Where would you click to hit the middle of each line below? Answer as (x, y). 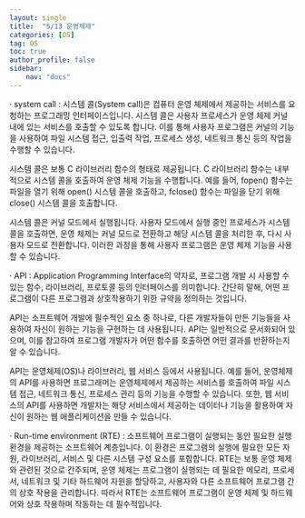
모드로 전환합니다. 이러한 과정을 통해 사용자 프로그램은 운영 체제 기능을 (151, 244)
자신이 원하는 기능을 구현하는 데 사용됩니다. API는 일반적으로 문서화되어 (159, 329)
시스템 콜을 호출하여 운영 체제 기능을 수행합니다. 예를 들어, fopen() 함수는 (163, 180)
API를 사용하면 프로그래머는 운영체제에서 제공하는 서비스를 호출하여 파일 (147, 382)
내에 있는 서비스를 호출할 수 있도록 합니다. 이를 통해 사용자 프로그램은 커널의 (144, 126)
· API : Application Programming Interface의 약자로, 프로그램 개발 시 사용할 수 (150, 275)
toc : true (28, 52)
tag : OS (24, 43)
